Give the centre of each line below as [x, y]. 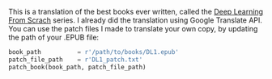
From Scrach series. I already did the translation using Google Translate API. [136, 20]
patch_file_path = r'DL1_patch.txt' [76, 60]
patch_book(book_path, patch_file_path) [78, 67]
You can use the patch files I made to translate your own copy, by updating [133, 29]
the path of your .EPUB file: [54, 37]
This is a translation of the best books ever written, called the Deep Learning [136, 12]
